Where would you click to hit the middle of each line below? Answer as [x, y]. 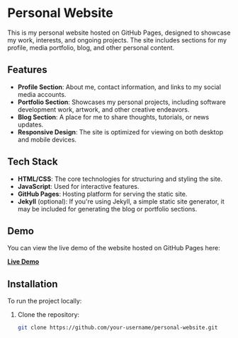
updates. [30, 124]
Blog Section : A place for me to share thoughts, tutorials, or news [113, 117]
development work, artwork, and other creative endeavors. [103, 109]
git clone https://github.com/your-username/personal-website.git [118, 328]
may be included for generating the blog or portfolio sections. [107, 209]
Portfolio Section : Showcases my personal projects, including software [122, 102]
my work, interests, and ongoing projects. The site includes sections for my [117, 40]
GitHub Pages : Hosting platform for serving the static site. [102, 194]
